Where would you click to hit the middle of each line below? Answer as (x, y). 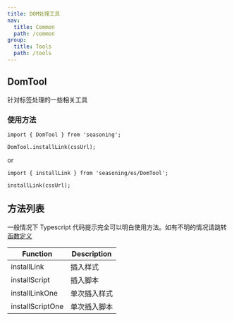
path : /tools (33, 54)
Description (92, 253)
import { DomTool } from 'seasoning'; (64, 135)
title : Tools (33, 47)
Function (37, 253)
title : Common (34, 27)
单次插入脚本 (92, 306)
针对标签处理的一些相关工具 (48, 99)
